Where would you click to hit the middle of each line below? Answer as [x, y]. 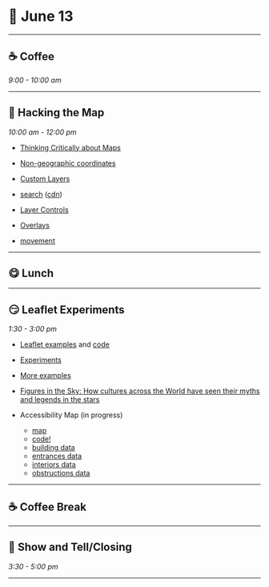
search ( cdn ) [41, 194]
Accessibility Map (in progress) [71, 415]
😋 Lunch [31, 273]
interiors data [54, 464]
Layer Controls [44, 209]
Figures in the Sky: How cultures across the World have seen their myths [140, 391]
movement [38, 240]
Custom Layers [45, 179]
